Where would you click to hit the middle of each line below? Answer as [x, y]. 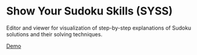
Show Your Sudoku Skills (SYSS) [90, 11]
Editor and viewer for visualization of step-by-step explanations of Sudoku [99, 28]
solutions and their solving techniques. [54, 34]
